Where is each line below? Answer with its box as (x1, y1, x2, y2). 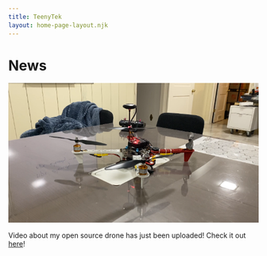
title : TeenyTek (8, 13, 62, 21)
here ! (8, 239, 25, 249)
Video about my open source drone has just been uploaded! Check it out (8, 231, 246, 240)
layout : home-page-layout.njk (8, 21, 109, 29)
